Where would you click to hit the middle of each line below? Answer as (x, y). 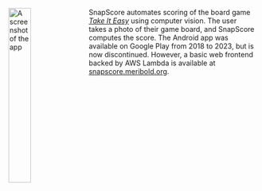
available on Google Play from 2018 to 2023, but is (171, 46)
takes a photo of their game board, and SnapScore (172, 29)
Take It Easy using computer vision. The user (163, 21)
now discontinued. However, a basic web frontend (171, 55)
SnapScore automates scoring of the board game (170, 12)
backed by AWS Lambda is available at (152, 63)
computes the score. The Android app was (158, 37)
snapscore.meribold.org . (129, 71)
